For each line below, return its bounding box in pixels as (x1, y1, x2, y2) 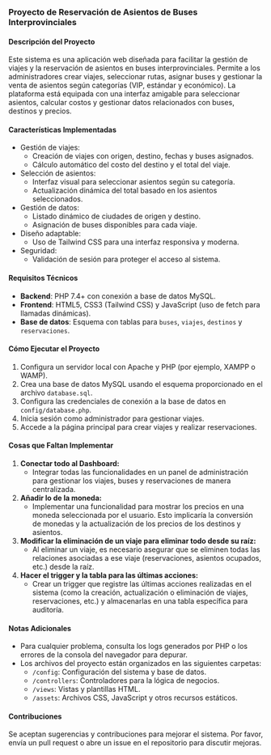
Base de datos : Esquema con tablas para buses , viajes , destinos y (19, 316, 243, 326)
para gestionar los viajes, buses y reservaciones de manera (32, 476, 231, 486)
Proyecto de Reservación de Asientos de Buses (8, 6, 198, 18)
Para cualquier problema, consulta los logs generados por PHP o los (19, 642, 248, 651)
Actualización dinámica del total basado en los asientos (32, 185, 218, 196)
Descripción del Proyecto (8, 36, 95, 46)
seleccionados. (32, 194, 83, 204)
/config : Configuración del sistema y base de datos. (32, 667, 207, 677)
